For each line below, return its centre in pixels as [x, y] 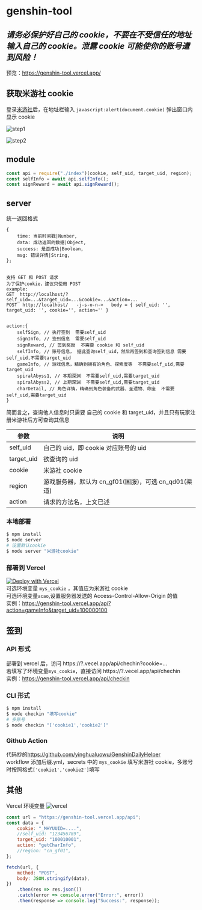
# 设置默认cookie [26, 546]
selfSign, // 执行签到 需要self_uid [62, 333]
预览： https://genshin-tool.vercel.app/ [54, 73]
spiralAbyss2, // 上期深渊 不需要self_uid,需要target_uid [88, 383]
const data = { [25, 823]
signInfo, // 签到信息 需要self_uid [62, 339]
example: [17, 289]
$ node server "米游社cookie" [43, 551]
